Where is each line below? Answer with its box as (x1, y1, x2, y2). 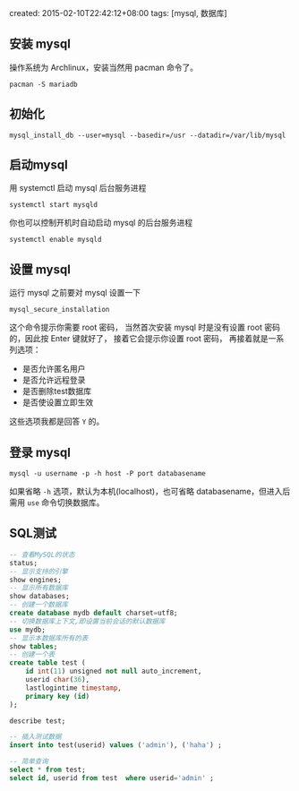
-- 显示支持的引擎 (9, 567, 69, 576)
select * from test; (9, 765, 87, 774)
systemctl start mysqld (9, 201, 98, 210)
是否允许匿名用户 (21, 364, 86, 374)
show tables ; (9, 641, 58, 651)
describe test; (9, 716, 66, 726)
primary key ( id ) (25, 692, 90, 701)
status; (9, 558, 38, 567)
